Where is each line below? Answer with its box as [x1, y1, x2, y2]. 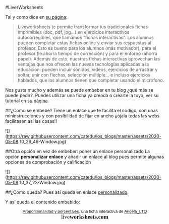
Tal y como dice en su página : [5, 14, 68, 20]
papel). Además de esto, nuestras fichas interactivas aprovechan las [17, 56, 160, 62]
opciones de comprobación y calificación [5, 159, 91, 165]
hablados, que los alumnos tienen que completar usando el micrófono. [17, 78, 164, 83]
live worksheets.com [61, 213, 108, 220]
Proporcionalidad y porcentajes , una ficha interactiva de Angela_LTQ [22, 209, 147, 214]
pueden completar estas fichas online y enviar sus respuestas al [17, 40, 151, 46]
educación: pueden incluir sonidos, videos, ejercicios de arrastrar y [17, 66, 158, 72]
